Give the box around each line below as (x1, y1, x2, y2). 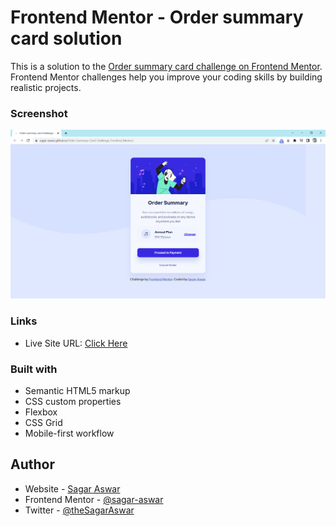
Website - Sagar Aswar (24, 482, 121, 495)
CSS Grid (24, 417, 63, 429)
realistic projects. (10, 81, 82, 93)
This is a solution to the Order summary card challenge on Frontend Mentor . (10, 60, 323, 72)
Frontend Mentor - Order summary (10, 6, 304, 29)
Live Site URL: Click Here (24, 337, 128, 349)
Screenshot (10, 106, 68, 120)
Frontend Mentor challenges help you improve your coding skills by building (10, 71, 323, 83)
